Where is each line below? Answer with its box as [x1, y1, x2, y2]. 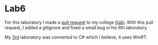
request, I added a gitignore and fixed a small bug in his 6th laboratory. [4, 24, 148, 30]
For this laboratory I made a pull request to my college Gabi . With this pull [4, 19, 154, 25]
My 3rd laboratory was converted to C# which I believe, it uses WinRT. [4, 34, 148, 40]
